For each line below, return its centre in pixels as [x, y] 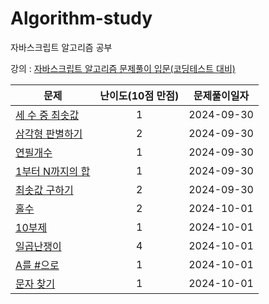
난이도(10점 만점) [139, 95]
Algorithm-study [81, 18]
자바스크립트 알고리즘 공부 [61, 47]
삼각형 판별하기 [49, 134]
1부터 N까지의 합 [53, 171]
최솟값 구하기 [44, 190]
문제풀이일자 [221, 95]
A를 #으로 [37, 265]
